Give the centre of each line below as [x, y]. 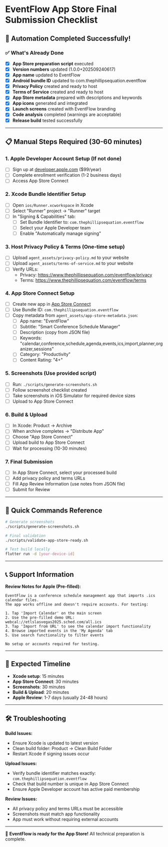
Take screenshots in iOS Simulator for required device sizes [74, 396]
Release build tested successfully [47, 120]
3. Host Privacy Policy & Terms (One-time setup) [65, 247]
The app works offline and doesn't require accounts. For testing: [77, 604]
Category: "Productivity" [45, 354]
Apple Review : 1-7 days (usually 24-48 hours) [60, 697]
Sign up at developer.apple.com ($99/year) [57, 170]
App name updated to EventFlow [46, 75]
